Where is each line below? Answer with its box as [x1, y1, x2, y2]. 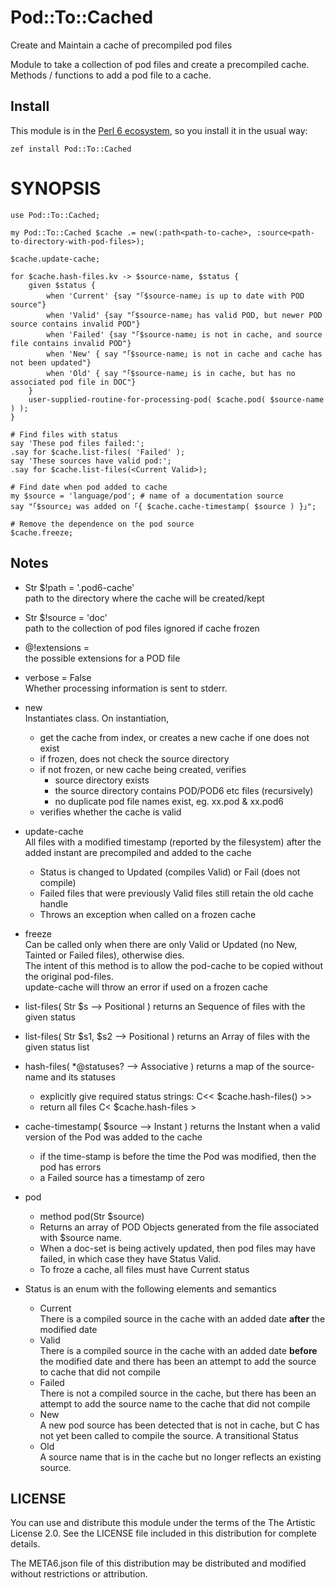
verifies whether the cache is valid [39, 806, 182, 818]
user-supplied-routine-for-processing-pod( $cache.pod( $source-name [28, 394, 325, 405]
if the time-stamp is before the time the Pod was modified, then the [39, 1150, 317, 1162]
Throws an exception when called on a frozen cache [39, 908, 257, 920]
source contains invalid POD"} [10, 319, 141, 329]
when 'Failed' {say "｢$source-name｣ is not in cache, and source [46, 329, 323, 340]
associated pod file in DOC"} [10, 377, 137, 387]
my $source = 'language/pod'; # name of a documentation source [10, 491, 284, 501]
